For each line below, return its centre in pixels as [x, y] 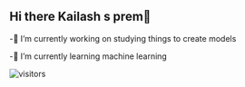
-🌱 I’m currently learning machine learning [88, 56]
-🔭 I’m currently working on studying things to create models [123, 38]
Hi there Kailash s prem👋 [80, 17]
